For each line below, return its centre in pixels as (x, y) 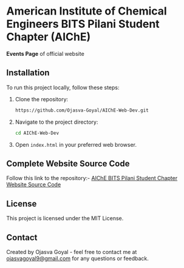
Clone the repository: (42, 99)
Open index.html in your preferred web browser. (76, 144)
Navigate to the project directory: (56, 122)
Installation (28, 73)
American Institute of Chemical (87, 11)
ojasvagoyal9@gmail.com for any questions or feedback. (77, 258)
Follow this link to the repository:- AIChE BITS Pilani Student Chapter (92, 178)
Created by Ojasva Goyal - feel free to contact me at (72, 252)
